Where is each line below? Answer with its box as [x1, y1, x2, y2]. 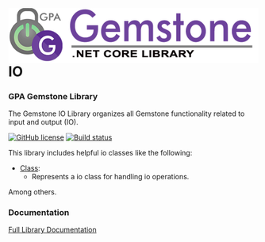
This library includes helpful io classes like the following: [8, 148, 193, 158]
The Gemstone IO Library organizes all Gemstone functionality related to [8, 109, 245, 118]
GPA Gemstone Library [8, 90, 98, 102]
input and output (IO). [8, 117, 79, 127]
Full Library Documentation [8, 225, 97, 235]
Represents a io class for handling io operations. [31, 172, 190, 182]
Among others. [8, 187, 57, 197]
